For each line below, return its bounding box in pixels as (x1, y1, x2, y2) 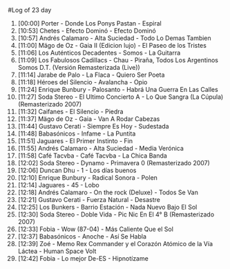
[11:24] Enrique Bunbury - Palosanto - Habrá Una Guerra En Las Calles (17, 86, 218, 93)
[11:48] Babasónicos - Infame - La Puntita (17, 129, 136, 138)
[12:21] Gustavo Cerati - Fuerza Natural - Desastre (17, 196, 161, 203)
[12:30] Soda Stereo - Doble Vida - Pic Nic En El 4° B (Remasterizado (17, 210, 215, 219)
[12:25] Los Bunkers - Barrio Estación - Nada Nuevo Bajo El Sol (17, 203, 198, 211)
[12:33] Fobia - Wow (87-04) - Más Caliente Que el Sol (17, 225, 173, 233)
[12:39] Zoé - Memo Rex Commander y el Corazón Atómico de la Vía (17, 240, 213, 248)
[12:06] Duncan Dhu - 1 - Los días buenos (17, 166, 137, 174)
